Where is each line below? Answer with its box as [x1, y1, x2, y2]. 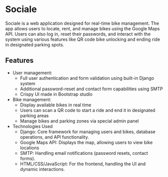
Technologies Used [12, 123, 53, 129]
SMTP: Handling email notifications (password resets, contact [20, 150, 148, 156]
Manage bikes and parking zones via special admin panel [20, 117, 139, 124]
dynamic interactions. [20, 166, 65, 172]
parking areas [20, 112, 49, 119]
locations [20, 145, 39, 151]
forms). [20, 155, 36, 161]
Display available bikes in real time [20, 102, 92, 108]
